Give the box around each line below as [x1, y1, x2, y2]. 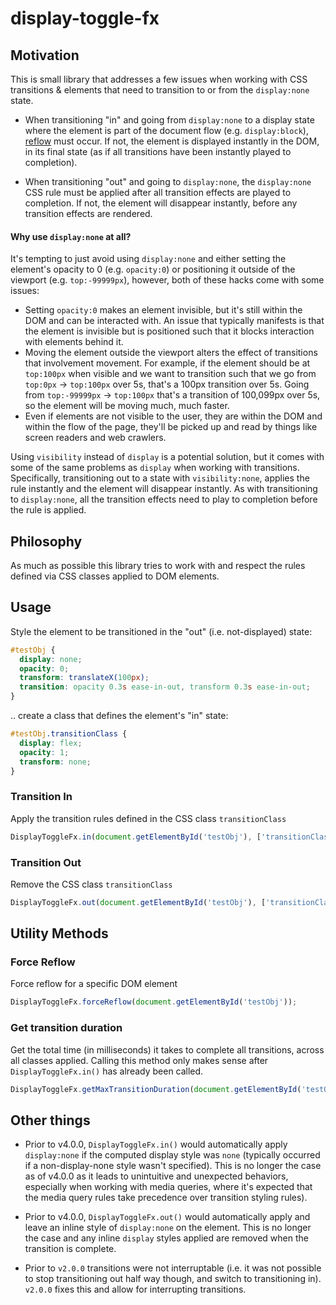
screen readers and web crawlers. [24, 432, 167, 444]
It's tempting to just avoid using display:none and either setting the [10, 253, 287, 265]
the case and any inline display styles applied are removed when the [24, 1232, 309, 1244]
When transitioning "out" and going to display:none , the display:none [24, 176, 312, 187]
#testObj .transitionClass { [10, 729, 128, 739]
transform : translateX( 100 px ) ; [19, 673, 150, 683]
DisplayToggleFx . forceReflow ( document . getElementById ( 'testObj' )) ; [10, 997, 298, 1007]
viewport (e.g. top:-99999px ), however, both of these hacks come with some [10, 274, 325, 286]
